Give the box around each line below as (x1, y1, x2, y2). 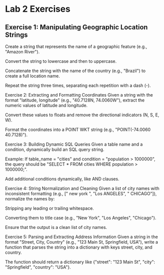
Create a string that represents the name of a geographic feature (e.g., (5, 44, 147, 50)
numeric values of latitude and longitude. (5, 102, 88, 108)
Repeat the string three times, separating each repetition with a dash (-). (5, 82, 151, 88)
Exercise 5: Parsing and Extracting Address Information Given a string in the (5, 234, 158, 240)
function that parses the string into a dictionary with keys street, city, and (5, 244, 153, 250)
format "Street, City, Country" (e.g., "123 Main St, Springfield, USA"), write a (5, 239, 158, 245)
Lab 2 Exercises (5, 3, 70, 15)
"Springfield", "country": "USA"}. (5, 264, 71, 270)
